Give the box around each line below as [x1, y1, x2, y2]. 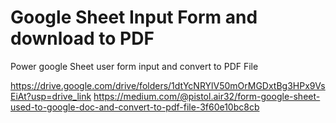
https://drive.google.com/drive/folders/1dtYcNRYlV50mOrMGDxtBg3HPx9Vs [10, 79, 326, 91]
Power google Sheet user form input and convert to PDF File [10, 60, 259, 72]
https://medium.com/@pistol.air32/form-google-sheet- [93, 90, 321, 102]
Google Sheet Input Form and [10, 6, 258, 29]
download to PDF [10, 27, 155, 50]
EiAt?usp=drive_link [10, 90, 92, 102]
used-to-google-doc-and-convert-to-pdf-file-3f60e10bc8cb [10, 101, 260, 113]
